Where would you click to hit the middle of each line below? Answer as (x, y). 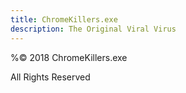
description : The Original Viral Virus (93, 29)
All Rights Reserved (50, 77)
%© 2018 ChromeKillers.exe (69, 57)
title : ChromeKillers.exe (64, 19)
